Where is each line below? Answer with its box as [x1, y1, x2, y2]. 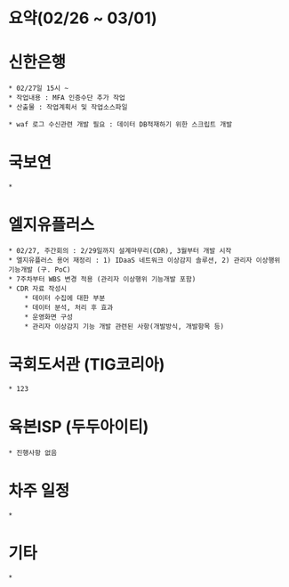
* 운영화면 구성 [24, 313, 73, 322]
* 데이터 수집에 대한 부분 [24, 294, 106, 303]
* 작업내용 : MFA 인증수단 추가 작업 [8, 94, 126, 102]
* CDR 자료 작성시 [8, 284, 68, 293]
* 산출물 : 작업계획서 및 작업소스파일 [8, 103, 128, 112]
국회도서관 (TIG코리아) [8, 355, 165, 375]
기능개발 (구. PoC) [8, 265, 71, 274]
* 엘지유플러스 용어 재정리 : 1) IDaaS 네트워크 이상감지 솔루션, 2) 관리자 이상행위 [8, 256, 281, 265]
